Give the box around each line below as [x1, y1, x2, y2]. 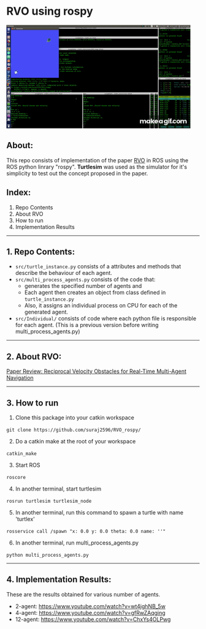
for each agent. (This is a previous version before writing [15, 322, 159, 329]
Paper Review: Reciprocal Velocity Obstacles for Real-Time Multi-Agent [6, 367, 187, 375]
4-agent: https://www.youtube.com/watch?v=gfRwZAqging [15, 609, 166, 616]
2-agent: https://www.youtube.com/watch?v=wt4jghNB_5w [15, 602, 166, 610]
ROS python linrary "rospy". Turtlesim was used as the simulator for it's [6, 163, 188, 170]
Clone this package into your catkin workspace [15, 414, 135, 421]
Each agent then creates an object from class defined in [24, 289, 166, 296]
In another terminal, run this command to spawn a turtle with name [15, 509, 184, 516]
